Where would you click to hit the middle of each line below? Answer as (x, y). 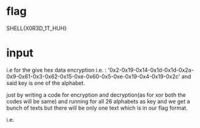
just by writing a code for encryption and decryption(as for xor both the (96, 95)
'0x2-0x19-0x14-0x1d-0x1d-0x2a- (151, 70)
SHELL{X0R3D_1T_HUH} (37, 28)
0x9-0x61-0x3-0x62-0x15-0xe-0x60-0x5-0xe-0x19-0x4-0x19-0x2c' (93, 76)
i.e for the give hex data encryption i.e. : (57, 70)
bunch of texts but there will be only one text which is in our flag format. (97, 108)
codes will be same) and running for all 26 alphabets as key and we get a (98, 101)
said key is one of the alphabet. (46, 83)
